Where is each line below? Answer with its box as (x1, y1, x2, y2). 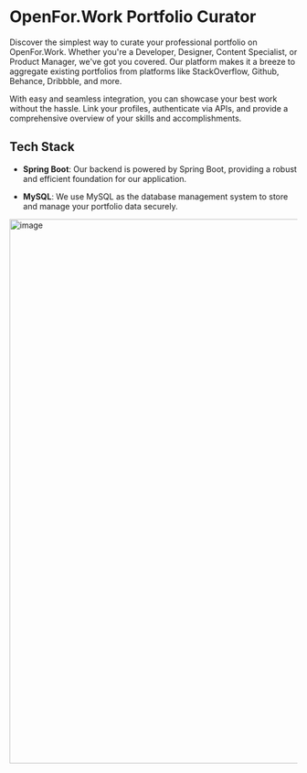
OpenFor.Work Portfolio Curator (9, 6, 257, 27)
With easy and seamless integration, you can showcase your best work (9, 93, 278, 104)
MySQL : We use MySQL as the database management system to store (22, 190, 289, 202)
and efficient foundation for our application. (22, 173, 187, 184)
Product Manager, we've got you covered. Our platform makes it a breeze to (9, 56, 295, 67)
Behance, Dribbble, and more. (9, 75, 122, 86)
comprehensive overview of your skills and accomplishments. (9, 113, 242, 123)
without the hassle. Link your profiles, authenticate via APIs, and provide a (9, 102, 289, 113)
